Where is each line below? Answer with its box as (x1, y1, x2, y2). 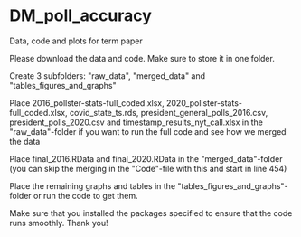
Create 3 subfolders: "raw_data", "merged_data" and (9, 70, 206, 81)
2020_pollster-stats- (165, 97, 242, 109)
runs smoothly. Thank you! (9, 217, 108, 228)
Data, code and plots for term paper (9, 35, 143, 46)
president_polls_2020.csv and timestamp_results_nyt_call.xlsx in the (9, 117, 264, 128)
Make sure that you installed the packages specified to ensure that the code (9, 207, 293, 218)
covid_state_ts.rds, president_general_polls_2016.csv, (69, 107, 268, 118)
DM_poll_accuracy (9, 5, 152, 26)
